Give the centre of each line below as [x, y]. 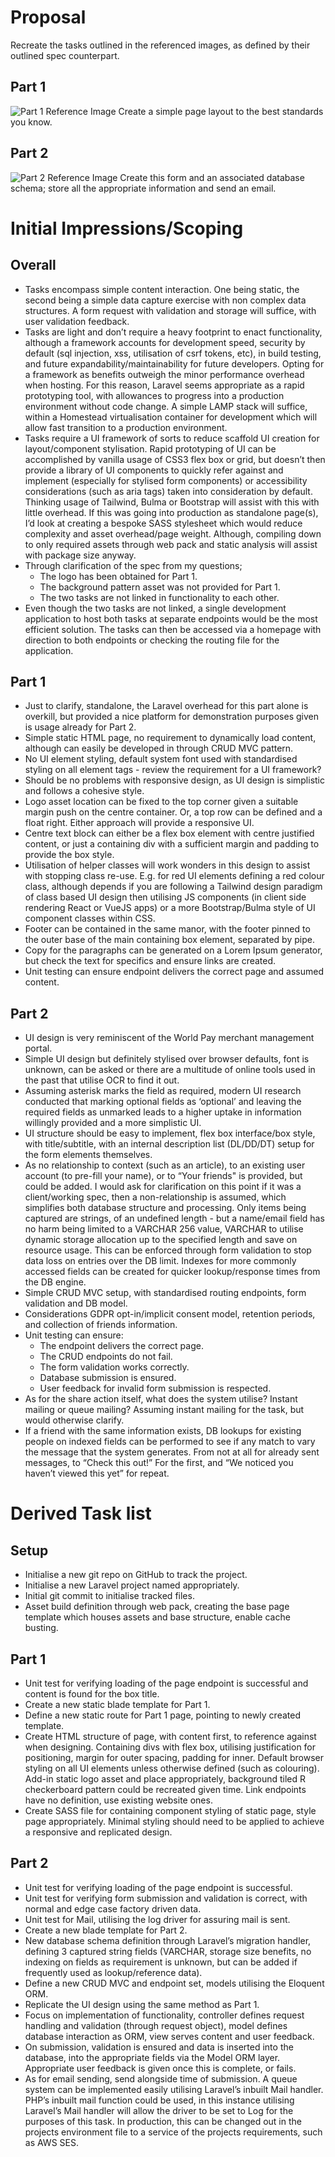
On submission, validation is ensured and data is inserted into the [159, 2047]
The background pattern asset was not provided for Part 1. [160, 587]
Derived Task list [81, 1513]
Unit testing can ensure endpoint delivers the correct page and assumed [174, 972]
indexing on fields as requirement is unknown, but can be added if [161, 1962]
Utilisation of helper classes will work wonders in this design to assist [167, 865]
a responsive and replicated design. [98, 1832]
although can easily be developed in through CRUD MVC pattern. [159, 748]
